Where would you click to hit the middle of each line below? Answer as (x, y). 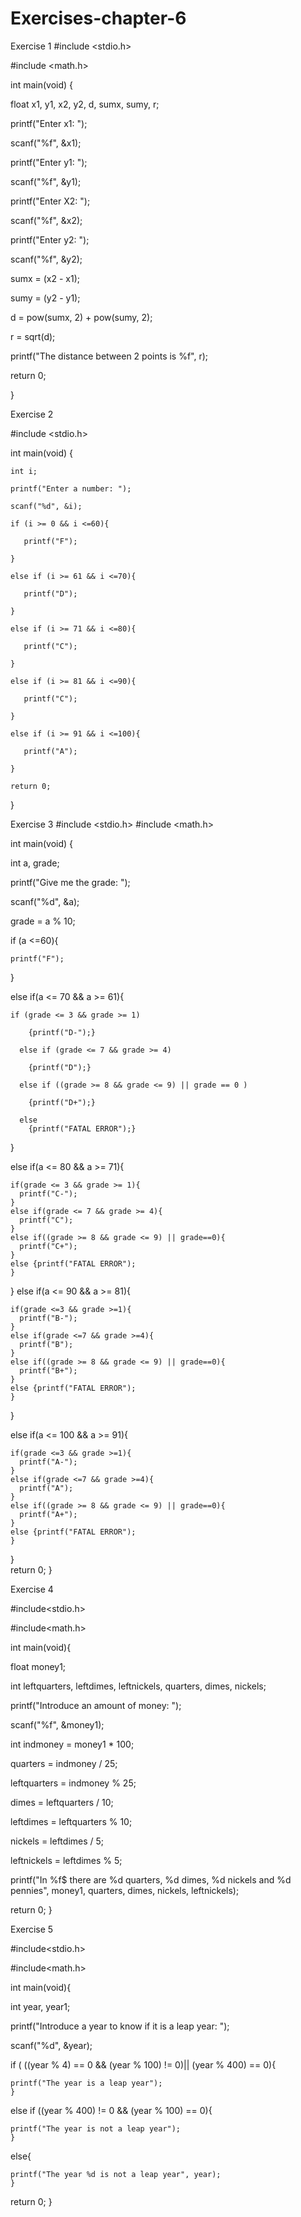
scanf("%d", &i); (46, 506)
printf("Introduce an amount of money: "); (96, 1705)
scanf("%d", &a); (45, 901)
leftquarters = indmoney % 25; (73, 1783)
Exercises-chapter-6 (98, 18)
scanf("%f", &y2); (46, 259)
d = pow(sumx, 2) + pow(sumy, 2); (81, 317)
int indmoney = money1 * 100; (72, 1744)
